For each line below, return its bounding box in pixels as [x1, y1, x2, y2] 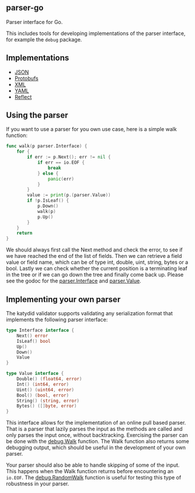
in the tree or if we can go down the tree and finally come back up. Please [6, 271, 184, 278]
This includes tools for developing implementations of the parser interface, [6, 30, 186, 37]
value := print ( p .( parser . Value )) [27, 192, 111, 198]
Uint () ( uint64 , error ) [16, 387, 75, 392]
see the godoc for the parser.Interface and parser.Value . [6, 277, 141, 284]
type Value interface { [6, 371, 64, 377]
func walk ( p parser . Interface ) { [6, 143, 88, 149]
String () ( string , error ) [16, 398, 80, 404]
